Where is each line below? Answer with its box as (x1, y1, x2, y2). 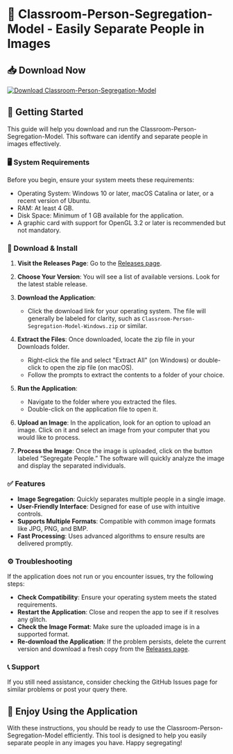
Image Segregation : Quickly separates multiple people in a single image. (17, 495, 226, 503)
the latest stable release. (17, 280, 88, 288)
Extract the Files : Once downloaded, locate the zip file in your (17, 335, 196, 343)
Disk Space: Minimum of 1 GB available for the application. (17, 211, 184, 220)
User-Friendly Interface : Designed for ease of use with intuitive (17, 502, 200, 510)
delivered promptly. (17, 539, 73, 548)
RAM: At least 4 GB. (17, 204, 74, 213)
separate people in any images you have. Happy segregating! (7, 739, 182, 747)
